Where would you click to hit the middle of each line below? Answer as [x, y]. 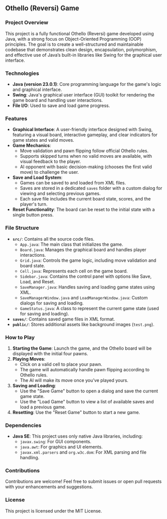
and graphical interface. [37, 89]
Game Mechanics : [32, 146]
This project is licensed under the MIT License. [54, 511]
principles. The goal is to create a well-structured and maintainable [74, 44]
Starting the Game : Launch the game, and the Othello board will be [82, 348]
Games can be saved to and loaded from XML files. [73, 183]
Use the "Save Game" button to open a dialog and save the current [89, 391]
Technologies [22, 73]
